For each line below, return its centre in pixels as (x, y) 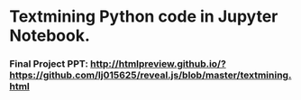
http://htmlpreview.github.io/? (158, 64)
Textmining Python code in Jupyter (144, 17)
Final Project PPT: (49, 64)
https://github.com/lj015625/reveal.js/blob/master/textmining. (150, 76)
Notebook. (50, 36)
